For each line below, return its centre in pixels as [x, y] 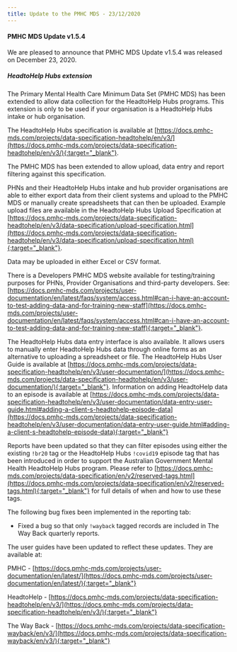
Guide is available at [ [39, 364]
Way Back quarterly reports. [59, 533]
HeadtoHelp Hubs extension [50, 76]
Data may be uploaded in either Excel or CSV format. [84, 261]
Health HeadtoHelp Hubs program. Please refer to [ [82, 468]
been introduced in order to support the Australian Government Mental [110, 460]
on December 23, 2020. [42, 59]
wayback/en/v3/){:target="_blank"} [59, 641]
